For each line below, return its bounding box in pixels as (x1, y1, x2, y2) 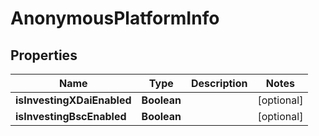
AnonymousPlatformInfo (10, 7, 220, 30)
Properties (10, 47, 78, 64)
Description (191, 77, 248, 90)
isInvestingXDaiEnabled (15, 93, 132, 107)
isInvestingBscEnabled (15, 110, 127, 123)
